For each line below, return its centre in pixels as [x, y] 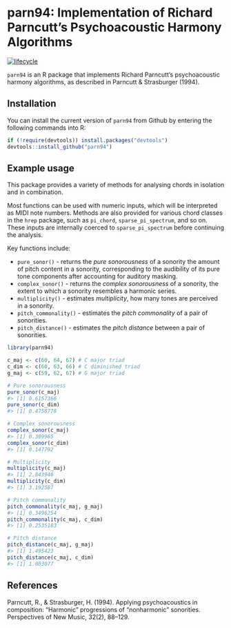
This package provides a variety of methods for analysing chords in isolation [116, 185]
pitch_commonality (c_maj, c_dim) [55, 520]
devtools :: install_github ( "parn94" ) [60, 146]
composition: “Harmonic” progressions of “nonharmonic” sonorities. [104, 609]
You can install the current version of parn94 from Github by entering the [110, 120]
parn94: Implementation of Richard [110, 13]
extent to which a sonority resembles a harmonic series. [97, 291]
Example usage [41, 168]
